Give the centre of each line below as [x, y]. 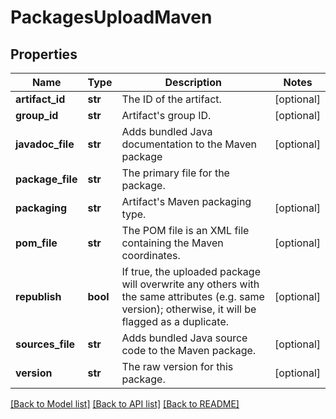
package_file [46, 179]
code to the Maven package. [189, 350]
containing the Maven [172, 243]
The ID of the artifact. [171, 99]
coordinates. [151, 255]
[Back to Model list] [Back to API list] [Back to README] [125, 404]
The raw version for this [177, 366]
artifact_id [40, 99]
